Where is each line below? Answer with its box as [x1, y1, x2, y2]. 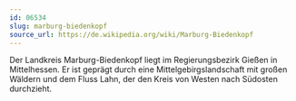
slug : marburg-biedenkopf [9, 22, 107, 31]
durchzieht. [9, 83, 53, 95]
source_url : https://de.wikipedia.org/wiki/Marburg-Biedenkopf [9, 30, 254, 39]
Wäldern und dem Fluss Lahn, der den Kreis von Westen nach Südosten [9, 74, 279, 85]
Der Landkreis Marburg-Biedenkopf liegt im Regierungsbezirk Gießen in [9, 55, 278, 66]
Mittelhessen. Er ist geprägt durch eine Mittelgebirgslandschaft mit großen [9, 64, 288, 75]
